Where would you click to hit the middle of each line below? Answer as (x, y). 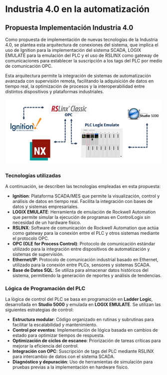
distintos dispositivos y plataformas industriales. (55, 92)
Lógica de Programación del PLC (45, 288)
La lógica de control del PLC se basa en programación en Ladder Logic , (79, 299)
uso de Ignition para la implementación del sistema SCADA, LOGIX (73, 50)
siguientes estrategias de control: (39, 310)
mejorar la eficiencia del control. (45, 346)
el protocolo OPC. (31, 238)
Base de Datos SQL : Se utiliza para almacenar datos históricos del (80, 270)
